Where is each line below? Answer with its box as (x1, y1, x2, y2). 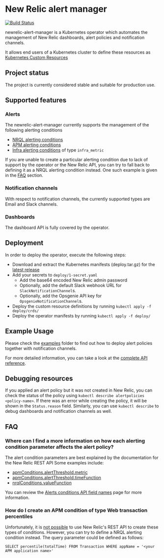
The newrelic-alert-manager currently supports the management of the (5, 122, 149, 128)
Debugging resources (5, 374, 73, 383)
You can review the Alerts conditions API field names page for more (5, 490, 142, 496)
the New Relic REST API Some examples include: (5, 460, 104, 466)
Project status (5, 69, 49, 77)
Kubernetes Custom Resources (5, 54, 68, 60)
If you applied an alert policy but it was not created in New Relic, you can (5, 387, 153, 393)
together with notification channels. (5, 345, 77, 351)
